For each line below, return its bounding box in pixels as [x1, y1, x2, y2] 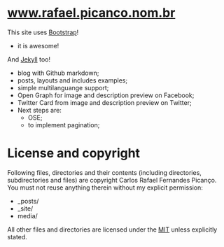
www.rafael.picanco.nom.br [7, 5, 176, 21]
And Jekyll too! [7, 55, 51, 64]
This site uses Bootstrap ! [7, 28, 79, 36]
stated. [7, 232, 28, 241]
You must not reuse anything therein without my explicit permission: [7, 183, 203, 192]
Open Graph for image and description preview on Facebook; [17, 91, 195, 99]
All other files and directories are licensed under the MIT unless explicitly [7, 225, 218, 234]
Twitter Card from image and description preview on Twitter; [17, 98, 192, 106]
